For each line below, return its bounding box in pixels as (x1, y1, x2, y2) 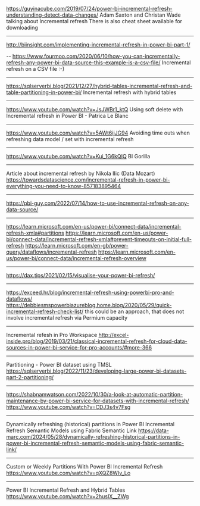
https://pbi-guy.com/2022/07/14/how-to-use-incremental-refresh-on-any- (6, 199, 189, 207)
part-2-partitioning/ (6, 374, 54, 380)
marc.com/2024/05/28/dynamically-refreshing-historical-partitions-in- (6, 433, 180, 440)
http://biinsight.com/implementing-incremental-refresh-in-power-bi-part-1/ (6, 41, 190, 48)
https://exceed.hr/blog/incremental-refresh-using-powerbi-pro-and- (6, 289, 174, 296)
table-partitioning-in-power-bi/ (6, 89, 82, 96)
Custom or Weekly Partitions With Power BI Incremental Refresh (6, 463, 163, 470)
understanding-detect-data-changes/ (6, 11, 99, 18)
